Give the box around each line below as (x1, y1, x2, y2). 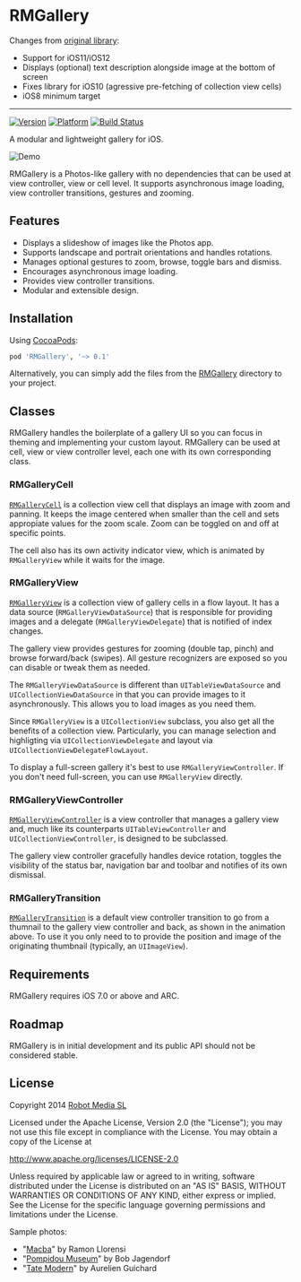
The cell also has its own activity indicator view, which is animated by (9, 544, 265, 556)
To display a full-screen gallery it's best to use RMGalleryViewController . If (9, 761, 284, 772)
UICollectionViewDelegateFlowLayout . (9, 744, 149, 755)
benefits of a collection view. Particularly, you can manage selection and (9, 725, 276, 736)
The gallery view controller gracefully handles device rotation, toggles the (9, 851, 282, 862)
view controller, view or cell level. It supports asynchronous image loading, (9, 178, 285, 188)
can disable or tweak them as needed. (9, 662, 150, 672)
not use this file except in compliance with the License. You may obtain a (9, 1126, 278, 1137)
